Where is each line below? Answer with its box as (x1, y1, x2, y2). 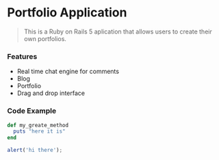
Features (7, 51, 38, 61)
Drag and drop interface (16, 89, 86, 97)
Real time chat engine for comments (16, 67, 120, 76)
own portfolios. (23, 34, 67, 42)
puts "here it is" (13, 128, 66, 135)
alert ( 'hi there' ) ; (7, 147, 63, 154)
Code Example (7, 106, 57, 116)
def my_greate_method (7, 122, 69, 129)
